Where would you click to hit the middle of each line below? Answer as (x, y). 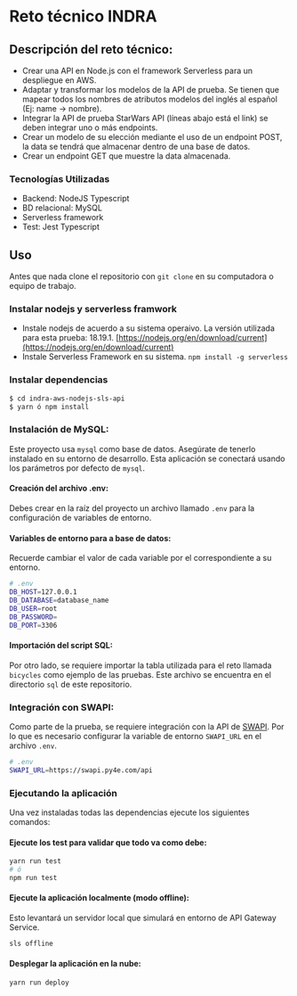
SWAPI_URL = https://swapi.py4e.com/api (81, 770)
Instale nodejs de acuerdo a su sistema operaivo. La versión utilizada (148, 328)
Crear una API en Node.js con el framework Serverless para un (137, 70)
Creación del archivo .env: (59, 489)
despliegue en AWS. (59, 80)
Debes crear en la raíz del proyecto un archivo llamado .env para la (132, 508)
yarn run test (36, 861)
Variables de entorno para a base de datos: (90, 538)
